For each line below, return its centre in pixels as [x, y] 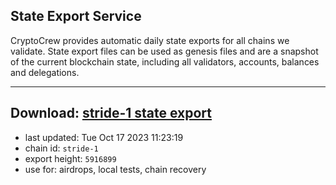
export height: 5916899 [70, 158]
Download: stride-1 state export [111, 113]
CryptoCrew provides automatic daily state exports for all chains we [150, 40]
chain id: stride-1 [61, 148]
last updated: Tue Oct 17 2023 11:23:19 [104, 137]
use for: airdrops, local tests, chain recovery [115, 169]
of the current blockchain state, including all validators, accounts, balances [165, 61]
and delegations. [45, 72]
